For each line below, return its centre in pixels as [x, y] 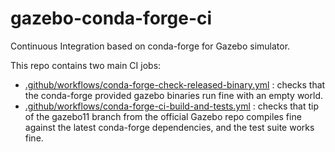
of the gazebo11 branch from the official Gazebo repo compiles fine [163, 116]
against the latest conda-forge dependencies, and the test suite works [169, 127]
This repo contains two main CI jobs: [86, 65]
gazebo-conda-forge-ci [111, 18]
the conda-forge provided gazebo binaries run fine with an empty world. [173, 95]
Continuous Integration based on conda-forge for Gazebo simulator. [150, 46]
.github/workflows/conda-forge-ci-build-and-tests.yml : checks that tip [172, 106]
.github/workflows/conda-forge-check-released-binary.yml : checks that [175, 84]
